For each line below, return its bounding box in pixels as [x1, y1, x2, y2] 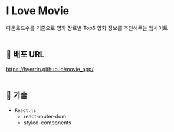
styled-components [23, 119, 72, 126]
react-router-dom [23, 113, 67, 120]
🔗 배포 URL [6, 49, 45, 60]
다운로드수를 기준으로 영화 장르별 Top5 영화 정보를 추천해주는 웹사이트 [6, 24, 168, 31]
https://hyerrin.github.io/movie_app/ [6, 65, 94, 72]
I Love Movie [6, 4, 70, 18]
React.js [14, 107, 37, 113]
